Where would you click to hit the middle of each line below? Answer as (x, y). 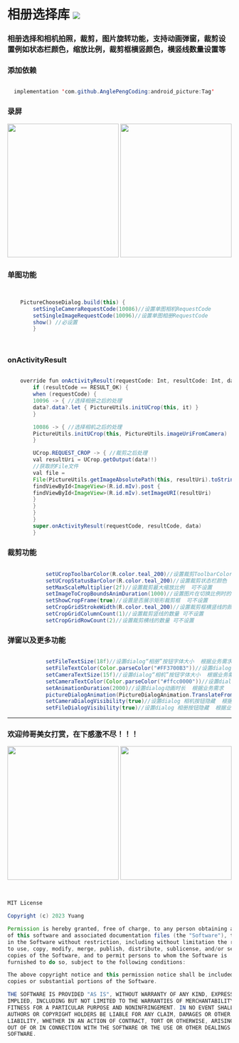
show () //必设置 (55, 322)
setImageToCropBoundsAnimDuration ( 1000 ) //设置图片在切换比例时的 (138, 594)
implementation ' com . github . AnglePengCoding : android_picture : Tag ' (114, 92)
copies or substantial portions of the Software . (83, 982)
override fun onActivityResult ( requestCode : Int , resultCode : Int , (122, 381)
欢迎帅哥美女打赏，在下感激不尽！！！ (73, 734)
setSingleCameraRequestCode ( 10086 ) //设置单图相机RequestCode (122, 309)
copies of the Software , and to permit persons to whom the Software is (117, 955)
